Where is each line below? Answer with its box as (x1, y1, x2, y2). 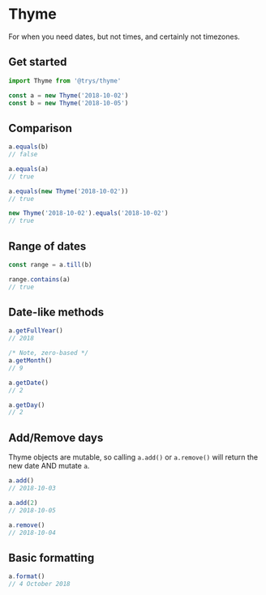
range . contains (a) (8, 275, 71, 284)
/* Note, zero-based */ (8, 349, 89, 357)
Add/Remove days (8, 430, 104, 444)
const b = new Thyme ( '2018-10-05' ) (8, 99, 129, 107)
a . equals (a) (8, 165, 49, 173)
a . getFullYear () (8, 327, 63, 335)
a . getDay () (8, 400, 45, 409)
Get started (8, 55, 67, 69)
